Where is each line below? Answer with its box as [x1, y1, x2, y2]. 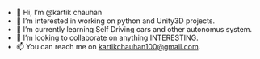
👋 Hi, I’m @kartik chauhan [15, 8, 103, 17]
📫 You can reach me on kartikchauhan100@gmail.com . [15, 42, 201, 51]
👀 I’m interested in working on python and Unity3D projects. [15, 16, 216, 26]
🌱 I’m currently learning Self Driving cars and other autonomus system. [15, 25, 253, 33]
